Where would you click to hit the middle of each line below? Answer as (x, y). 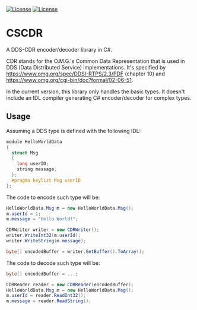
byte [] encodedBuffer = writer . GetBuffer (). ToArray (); (75, 252)
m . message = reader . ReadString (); (49, 301)
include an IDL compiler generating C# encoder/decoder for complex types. (99, 97)
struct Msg (25, 153)
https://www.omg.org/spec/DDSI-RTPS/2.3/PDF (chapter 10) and (85, 74)
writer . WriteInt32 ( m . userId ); (44, 235)
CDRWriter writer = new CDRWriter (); (53, 230)
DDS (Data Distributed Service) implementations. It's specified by (86, 67)
